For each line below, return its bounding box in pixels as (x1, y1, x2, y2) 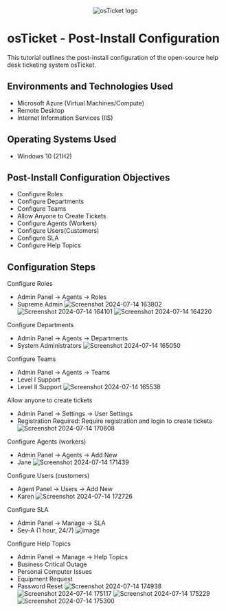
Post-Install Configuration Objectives (7, 172, 170, 183)
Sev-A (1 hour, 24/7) (16, 526, 74, 535)
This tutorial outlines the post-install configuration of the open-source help (7, 53, 218, 61)
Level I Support (16, 375, 60, 384)
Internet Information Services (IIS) (16, 114, 113, 122)
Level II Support (16, 383, 63, 391)
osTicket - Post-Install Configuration (7, 31, 220, 46)
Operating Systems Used (7, 134, 117, 145)
